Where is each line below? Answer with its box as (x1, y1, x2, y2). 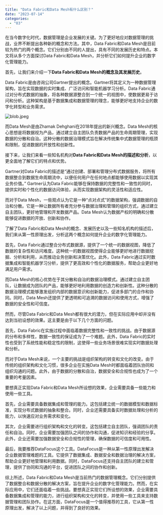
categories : (5, 16, 29, 21)
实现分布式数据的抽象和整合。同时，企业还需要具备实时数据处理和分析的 (13, 407, 158, 413)
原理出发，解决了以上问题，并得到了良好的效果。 (5, 505, 103, 511)
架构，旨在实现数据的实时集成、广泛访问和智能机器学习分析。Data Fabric (5, 86, 151, 91)
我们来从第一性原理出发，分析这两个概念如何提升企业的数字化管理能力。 (5, 232, 149, 238)
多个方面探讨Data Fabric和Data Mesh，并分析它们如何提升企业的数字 (17, 53, 156, 59)
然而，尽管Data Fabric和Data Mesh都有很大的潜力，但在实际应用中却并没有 (5, 311, 156, 317)
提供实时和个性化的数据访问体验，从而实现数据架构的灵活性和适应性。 (5, 187, 146, 192)
